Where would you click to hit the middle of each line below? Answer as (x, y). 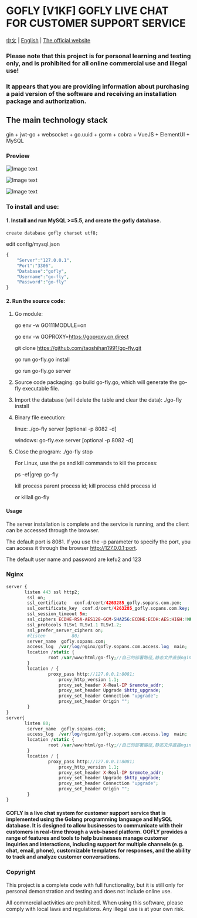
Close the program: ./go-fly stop (53, 452)
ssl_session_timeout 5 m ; (57, 614)
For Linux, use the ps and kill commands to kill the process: (86, 463)
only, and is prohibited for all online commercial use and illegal (97, 63)
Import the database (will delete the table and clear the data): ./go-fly (98, 400)
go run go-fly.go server (43, 371)
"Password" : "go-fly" (42, 282)
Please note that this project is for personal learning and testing (98, 56)
